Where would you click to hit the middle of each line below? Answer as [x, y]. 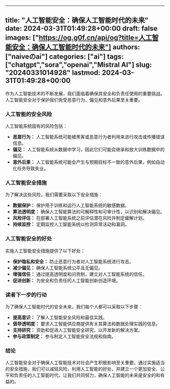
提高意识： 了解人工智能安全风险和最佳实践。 [60, 317]
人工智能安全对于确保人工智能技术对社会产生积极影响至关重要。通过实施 [80, 363]
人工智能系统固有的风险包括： [36, 126]
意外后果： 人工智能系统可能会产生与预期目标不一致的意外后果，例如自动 [89, 162]
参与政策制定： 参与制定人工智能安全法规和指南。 [64, 336]
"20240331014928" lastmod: [53, 73]
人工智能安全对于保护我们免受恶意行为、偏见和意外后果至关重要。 [74, 100]
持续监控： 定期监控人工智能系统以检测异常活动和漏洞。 [71, 224]
